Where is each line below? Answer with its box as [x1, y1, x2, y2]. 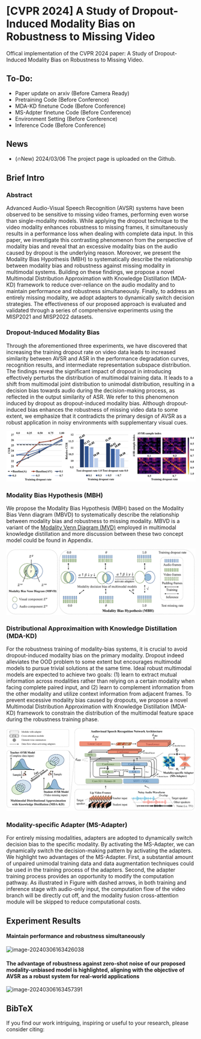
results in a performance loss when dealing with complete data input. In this [6, 230, 194, 237]
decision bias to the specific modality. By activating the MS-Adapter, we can [6, 841, 195, 848]
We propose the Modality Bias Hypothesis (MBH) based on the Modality [6, 504, 184, 512]
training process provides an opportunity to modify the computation [6, 873, 174, 880]
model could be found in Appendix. [6, 537, 93, 544]
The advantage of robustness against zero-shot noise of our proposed [6, 960, 186, 967]
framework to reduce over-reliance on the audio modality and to [17, 281, 175, 288]
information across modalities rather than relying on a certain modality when [6, 677, 195, 684]
